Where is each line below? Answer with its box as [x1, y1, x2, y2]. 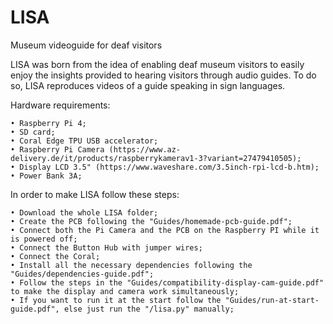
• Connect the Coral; [10, 251, 101, 261]
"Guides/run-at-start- [224, 295, 320, 305]
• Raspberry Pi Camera [10, 144, 105, 155]
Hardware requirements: [10, 99, 111, 111]
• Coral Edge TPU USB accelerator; [10, 136, 159, 146]
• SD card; [10, 127, 56, 137]
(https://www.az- [108, 144, 182, 155]
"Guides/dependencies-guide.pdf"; [10, 269, 155, 279]
